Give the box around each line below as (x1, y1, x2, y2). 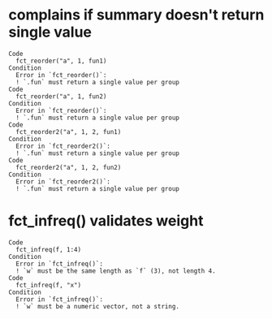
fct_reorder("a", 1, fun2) (15, 92, 107, 101)
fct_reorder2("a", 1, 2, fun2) (15, 163, 122, 171)
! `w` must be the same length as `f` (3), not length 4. (15, 266, 217, 275)
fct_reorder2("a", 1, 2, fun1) (15, 127, 122, 136)
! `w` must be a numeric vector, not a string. (15, 302, 180, 310)
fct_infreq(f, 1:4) (15, 245, 82, 253)
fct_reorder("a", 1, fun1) (15, 57, 107, 65)
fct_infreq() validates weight (8, 212, 204, 231)
